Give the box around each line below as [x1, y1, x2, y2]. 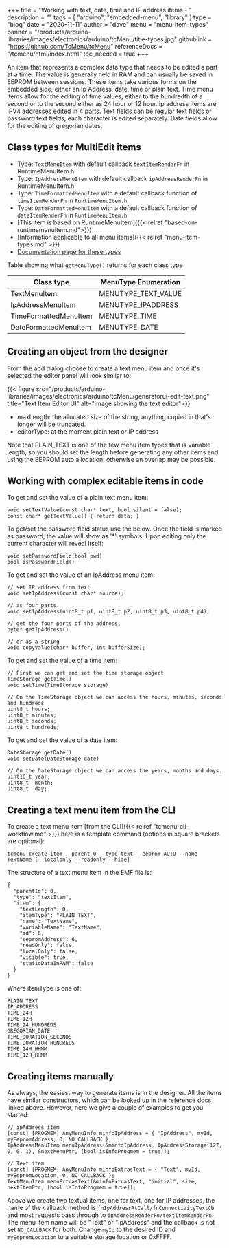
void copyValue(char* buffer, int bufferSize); [7, 644, 146, 651]
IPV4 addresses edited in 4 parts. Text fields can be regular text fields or [7, 107, 213, 115]
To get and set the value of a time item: [7, 657, 118, 665]
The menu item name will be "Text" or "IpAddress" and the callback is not [7, 1218, 215, 1227]
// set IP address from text [7, 584, 91, 591]
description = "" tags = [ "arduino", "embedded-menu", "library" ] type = [7, 13, 213, 21]
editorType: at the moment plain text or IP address [16, 427, 159, 436]
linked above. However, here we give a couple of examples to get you [7, 1103, 204, 1112]
